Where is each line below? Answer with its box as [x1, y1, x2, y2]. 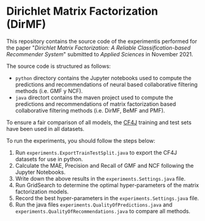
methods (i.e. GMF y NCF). [15, 87, 83, 94]
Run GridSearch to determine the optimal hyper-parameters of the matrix [15, 181, 199, 189]
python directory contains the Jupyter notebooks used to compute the [15, 74, 192, 81]
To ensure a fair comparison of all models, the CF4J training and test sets [6, 118, 192, 126]
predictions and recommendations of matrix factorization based [15, 100, 176, 108]
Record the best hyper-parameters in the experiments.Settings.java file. [15, 194, 199, 201]
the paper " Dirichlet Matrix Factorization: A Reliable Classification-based [6, 44, 191, 51]
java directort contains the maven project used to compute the [15, 94, 173, 101]
